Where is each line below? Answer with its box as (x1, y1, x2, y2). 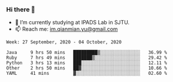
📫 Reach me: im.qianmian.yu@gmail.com (14, 26, 118, 33)
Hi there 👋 (6, 5, 36, 14)
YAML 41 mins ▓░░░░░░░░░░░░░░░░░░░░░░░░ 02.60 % (6, 71, 168, 77)
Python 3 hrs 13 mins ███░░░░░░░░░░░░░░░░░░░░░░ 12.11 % (6, 60, 168, 66)
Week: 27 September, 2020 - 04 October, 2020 (6, 39, 122, 45)
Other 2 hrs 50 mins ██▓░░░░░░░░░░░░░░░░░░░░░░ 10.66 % (6, 65, 168, 71)
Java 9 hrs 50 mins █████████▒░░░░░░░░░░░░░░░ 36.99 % (6, 50, 168, 56)
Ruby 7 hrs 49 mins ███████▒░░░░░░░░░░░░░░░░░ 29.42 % (6, 55, 168, 61)
